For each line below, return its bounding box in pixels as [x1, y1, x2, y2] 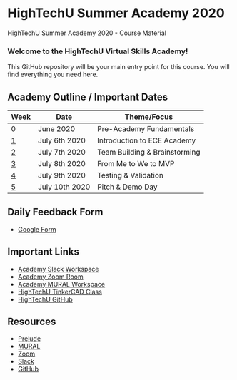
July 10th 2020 [38, 182, 91, 192]
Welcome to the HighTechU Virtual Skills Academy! [7, 46, 188, 56]
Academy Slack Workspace [17, 265, 99, 273]
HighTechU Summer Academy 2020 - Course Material [7, 29, 166, 37]
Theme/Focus [124, 112, 173, 122]
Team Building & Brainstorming [97, 148, 201, 158]
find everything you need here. [7, 70, 99, 79]
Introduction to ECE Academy [97, 135, 196, 145]
